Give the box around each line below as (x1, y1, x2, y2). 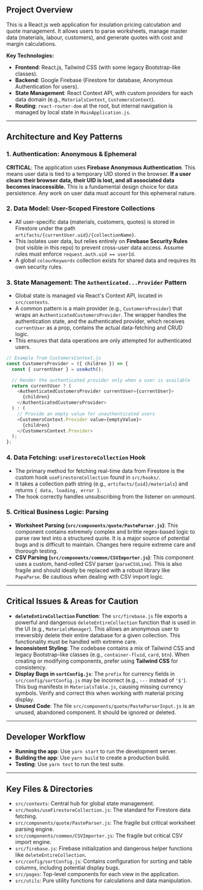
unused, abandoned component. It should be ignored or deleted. (14, 709, 176, 716)
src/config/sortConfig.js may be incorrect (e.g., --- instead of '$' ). (14, 677, 187, 684)
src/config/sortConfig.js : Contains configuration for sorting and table (14, 858, 192, 865)
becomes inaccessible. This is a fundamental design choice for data (6, 183, 178, 190)
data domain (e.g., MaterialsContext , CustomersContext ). (14, 96, 155, 103)
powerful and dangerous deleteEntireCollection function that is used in (14, 619, 196, 626)
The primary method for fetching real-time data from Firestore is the (14, 467, 185, 474)
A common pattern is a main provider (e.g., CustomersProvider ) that (14, 305, 182, 312)
